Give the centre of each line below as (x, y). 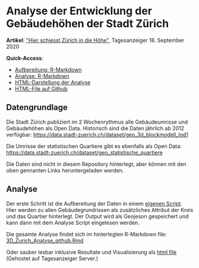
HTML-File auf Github (41, 88)
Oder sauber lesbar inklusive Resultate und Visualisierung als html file (91, 252)
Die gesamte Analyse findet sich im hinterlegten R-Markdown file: (87, 234)
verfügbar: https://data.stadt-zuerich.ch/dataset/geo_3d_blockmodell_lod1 (97, 134)
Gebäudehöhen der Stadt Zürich (88, 24)
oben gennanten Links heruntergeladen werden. (65, 170)
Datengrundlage (37, 108)
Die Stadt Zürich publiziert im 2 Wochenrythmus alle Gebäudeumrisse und (97, 122)
